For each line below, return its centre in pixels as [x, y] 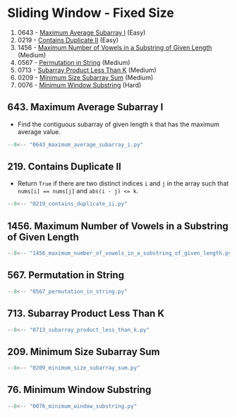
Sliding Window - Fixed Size [91, 13]
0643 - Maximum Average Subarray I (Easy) [81, 32]
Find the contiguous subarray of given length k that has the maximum [119, 124]
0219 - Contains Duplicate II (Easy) [68, 40]
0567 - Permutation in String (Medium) [74, 62]
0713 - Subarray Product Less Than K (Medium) [87, 70]
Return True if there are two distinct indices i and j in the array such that [123, 183]
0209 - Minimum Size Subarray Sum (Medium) [85, 77]
